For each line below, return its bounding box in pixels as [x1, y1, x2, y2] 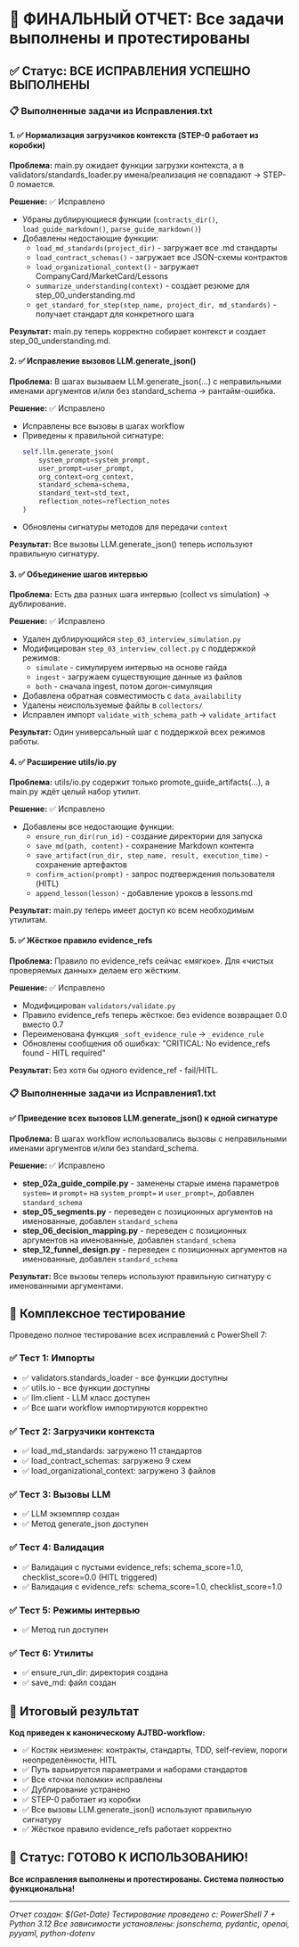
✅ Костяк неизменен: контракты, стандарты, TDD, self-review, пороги [21, 1745, 287, 1755]
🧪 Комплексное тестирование [9, 1306, 186, 1321]
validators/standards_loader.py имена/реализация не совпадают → [9, 169, 262, 180]
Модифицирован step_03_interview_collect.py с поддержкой [21, 643, 256, 654]
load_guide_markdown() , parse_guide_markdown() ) [21, 223, 202, 234]
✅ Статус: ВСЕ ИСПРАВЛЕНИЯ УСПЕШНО [9, 63, 251, 78]
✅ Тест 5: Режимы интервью [9, 1604, 141, 1616]
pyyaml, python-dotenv [9, 1927, 95, 1938]
